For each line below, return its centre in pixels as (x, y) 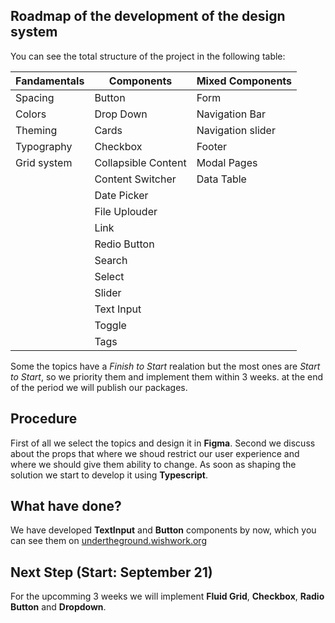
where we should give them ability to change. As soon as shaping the (153, 464)
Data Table (221, 179)
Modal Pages (227, 162)
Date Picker (121, 195)
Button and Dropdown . (58, 607)
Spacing (35, 97)
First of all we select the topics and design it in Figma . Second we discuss (163, 443)
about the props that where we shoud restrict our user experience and (155, 453)
